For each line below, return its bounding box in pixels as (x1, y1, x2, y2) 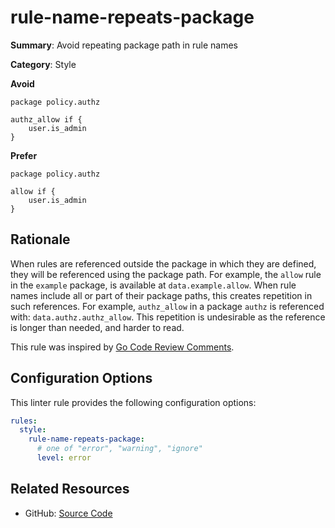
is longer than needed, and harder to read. (10, 321, 185, 333)
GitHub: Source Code (24, 507, 113, 519)
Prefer (10, 149, 38, 161)
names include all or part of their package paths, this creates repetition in (10, 289, 313, 301)
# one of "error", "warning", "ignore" (36, 444, 203, 454)
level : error (36, 453, 92, 463)
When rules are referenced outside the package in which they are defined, (10, 257, 317, 270)
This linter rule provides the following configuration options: (10, 396, 257, 408)
